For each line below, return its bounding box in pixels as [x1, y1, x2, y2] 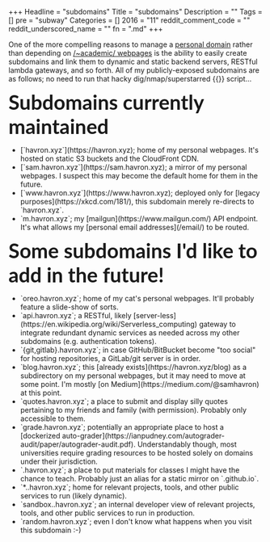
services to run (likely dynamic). [19, 491, 128, 500]
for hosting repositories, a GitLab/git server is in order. [19, 354, 201, 363]
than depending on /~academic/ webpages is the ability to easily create [8, 48, 247, 57]
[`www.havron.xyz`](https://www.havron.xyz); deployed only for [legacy [19, 188, 260, 197]
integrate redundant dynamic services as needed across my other [19, 328, 240, 338]
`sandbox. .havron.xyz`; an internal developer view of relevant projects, [19, 500, 255, 509]
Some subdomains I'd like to [8, 238, 258, 263]
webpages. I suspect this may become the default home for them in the [19, 171, 259, 180]
